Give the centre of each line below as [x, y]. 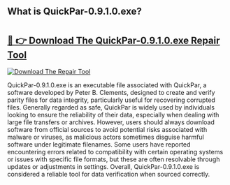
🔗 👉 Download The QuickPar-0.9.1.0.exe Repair [114, 40]
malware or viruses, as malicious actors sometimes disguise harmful [106, 137]
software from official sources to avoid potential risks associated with [107, 129]
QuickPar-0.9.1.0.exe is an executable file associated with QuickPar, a [107, 85]
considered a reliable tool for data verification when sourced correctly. [109, 174]
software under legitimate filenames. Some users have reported [99, 145]
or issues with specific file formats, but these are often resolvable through [114, 159]
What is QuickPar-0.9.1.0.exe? [74, 12]
